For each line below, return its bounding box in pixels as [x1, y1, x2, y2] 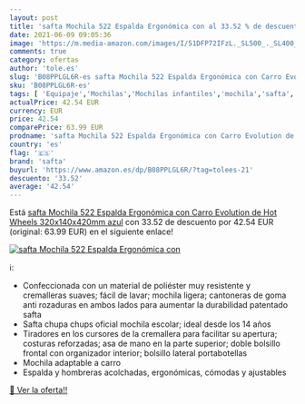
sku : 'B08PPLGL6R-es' [9, 81, 92, 90]
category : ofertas [9, 55, 79, 64]
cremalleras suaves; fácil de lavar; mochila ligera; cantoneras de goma [22, 290, 287, 301]
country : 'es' [9, 140, 64, 149]
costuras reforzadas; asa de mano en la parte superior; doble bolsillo [22, 338, 281, 350]
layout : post [9, 13, 59, 23]
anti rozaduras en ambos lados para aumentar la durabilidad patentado [22, 300, 289, 310]
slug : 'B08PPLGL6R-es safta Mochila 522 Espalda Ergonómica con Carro [9, 73, 282, 82]
